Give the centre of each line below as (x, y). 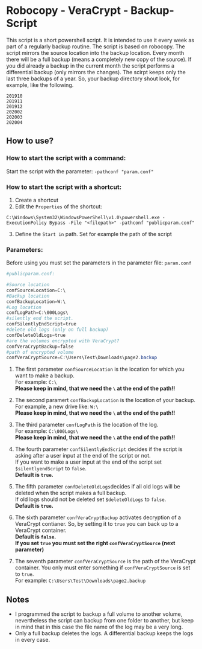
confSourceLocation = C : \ (36, 290)
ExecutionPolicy (26, 223)
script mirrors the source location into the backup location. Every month (95, 53)
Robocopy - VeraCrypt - (67, 11)
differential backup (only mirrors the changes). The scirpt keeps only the (96, 72)
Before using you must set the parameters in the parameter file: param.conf (99, 263)
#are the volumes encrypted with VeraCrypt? (63, 341)
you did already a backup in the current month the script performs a (90, 66)
